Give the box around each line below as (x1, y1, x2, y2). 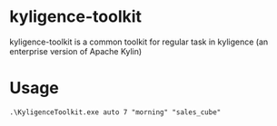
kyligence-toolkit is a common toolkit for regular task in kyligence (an (9, 36, 269, 47)
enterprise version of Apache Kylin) (9, 45, 143, 56)
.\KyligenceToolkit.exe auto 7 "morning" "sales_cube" (9, 107, 222, 117)
